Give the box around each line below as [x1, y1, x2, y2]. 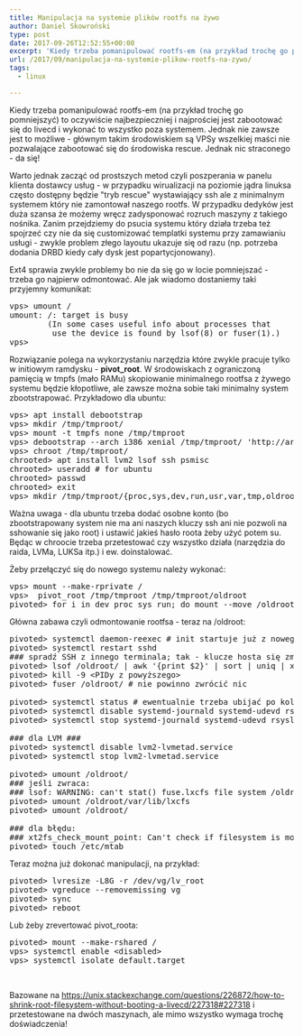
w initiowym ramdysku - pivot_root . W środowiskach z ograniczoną [9, 363, 262, 375]
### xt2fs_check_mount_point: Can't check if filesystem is [9, 832, 281, 842]
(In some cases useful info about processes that [47, 319, 271, 329]
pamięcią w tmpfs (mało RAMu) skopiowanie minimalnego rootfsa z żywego [9, 373, 291, 384]
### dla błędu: [9, 823, 77, 833]
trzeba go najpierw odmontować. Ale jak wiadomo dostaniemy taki [9, 273, 257, 284]
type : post [9, 30, 50, 39]
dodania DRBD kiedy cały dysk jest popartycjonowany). [9, 246, 216, 257]
